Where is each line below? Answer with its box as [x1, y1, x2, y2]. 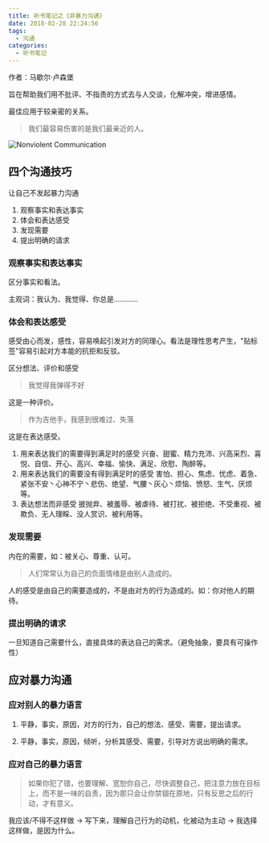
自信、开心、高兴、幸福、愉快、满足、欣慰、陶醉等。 [34, 459, 210, 469]
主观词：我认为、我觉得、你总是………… [8, 295, 139, 304]
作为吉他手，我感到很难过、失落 [27, 415, 134, 424]
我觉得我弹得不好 [27, 380, 85, 391]
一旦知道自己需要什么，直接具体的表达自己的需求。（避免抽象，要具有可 [8, 638, 244, 647]
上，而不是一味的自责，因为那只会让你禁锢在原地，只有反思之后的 [27, 788, 247, 798]
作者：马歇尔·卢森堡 [8, 72, 75, 81]
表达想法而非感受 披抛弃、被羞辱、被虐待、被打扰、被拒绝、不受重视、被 [19, 499, 262, 509]
